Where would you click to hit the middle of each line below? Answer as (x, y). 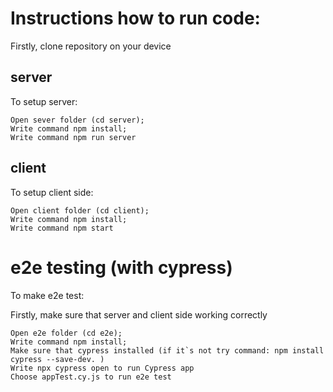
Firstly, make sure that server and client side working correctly (139, 314)
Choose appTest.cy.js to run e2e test (91, 377)
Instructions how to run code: (135, 18)
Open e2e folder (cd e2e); (66, 333)
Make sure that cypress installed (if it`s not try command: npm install (167, 350)
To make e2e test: (47, 295)
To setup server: (44, 101)
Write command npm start (62, 228)
